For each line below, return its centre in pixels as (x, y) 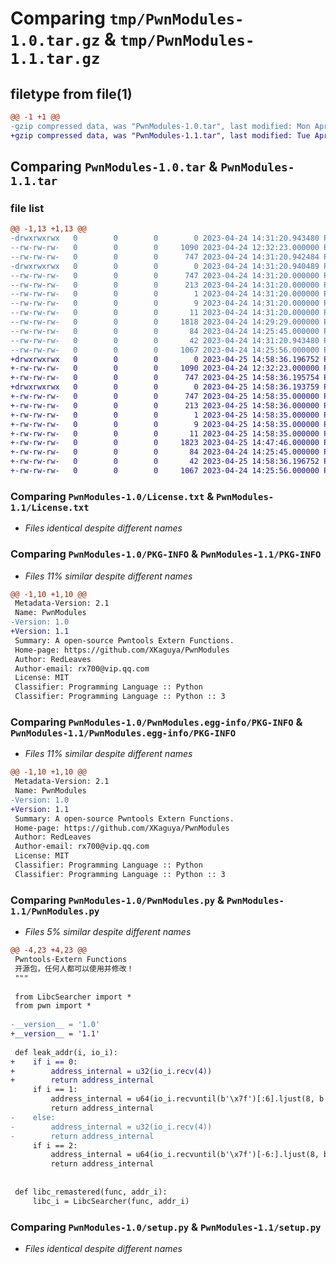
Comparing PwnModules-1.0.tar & (114, 167)
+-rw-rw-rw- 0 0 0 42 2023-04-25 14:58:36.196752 (165, 462)
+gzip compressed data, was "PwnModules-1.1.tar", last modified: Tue (160, 135)
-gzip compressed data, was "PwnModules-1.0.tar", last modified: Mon (160, 126)
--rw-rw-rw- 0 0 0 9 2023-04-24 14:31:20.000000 (165, 303)
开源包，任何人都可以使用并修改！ (74, 968)
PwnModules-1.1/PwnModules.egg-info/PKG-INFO (123, 733)
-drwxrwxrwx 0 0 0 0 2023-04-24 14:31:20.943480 (165, 238)
